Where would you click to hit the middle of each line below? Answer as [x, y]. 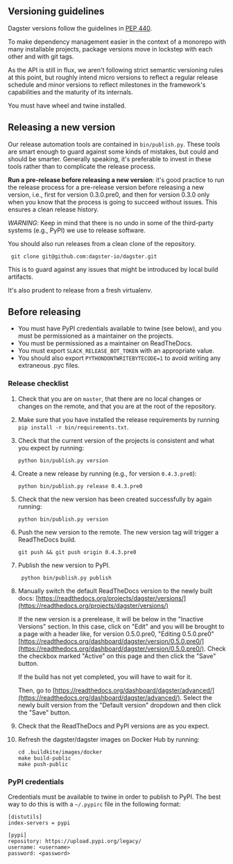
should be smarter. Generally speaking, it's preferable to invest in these [110, 158]
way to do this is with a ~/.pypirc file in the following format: [94, 804]
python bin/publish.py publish [66, 578]
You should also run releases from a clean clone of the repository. [102, 243]
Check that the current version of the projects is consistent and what [116, 440]
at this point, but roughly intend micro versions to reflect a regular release [113, 77]
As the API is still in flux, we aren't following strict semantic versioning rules [116, 70]
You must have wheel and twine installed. [67, 105]
